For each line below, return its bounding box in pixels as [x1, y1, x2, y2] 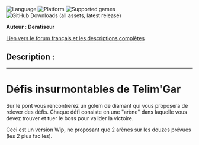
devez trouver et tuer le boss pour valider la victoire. [6, 114, 134, 121]
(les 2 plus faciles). [6, 132, 53, 139]
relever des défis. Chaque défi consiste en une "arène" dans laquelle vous [6, 108, 188, 115]
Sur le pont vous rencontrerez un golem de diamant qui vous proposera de [6, 102, 188, 109]
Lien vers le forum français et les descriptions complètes [6, 35, 145, 41]
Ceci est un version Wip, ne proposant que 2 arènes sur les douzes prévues [6, 126, 191, 133]
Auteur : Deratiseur [6, 24, 55, 30]
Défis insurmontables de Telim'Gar [6, 83, 181, 96]
